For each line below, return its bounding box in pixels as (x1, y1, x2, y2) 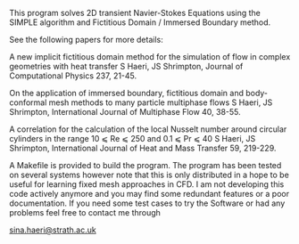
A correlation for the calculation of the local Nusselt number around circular (9, 124, 287, 134)
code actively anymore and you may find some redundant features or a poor (9, 189, 290, 199)
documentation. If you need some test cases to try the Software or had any (9, 198, 286, 208)
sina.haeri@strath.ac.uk (9, 224, 96, 235)
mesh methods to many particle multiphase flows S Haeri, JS (48, 97, 273, 108)
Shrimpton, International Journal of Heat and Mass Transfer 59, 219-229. (9, 142, 277, 153)
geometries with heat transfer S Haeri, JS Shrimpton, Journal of (9, 61, 244, 71)
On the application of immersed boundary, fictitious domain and (9, 88, 244, 98)
